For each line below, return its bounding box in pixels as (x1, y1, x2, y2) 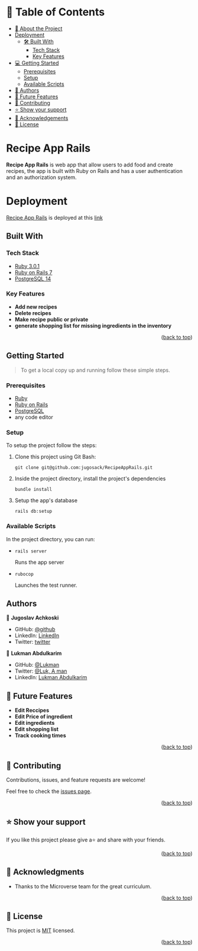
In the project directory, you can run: (6, 535, 95, 542)
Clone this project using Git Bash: (14, 453, 96, 461)
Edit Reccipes (14, 707, 49, 714)
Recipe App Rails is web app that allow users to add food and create (6, 161, 173, 168)
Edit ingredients (14, 719, 55, 727)
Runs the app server (14, 558, 64, 566)
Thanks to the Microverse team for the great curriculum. (14, 882, 152, 890)
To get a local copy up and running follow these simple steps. (20, 367, 170, 374)
